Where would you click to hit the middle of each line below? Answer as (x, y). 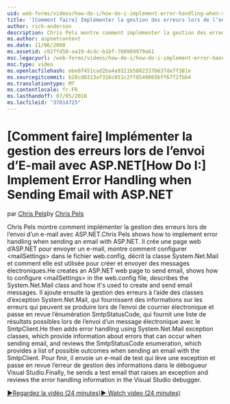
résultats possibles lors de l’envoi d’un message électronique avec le (104, 321)
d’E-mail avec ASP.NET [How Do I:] (107, 166)
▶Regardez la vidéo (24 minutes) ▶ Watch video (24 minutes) (94, 393)
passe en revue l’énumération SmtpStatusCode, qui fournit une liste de (107, 314)
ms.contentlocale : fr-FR (42, 90)
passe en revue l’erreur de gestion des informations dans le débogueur (107, 365)
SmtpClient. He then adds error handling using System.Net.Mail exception (110, 329)
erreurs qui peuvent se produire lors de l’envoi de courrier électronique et (111, 307)
